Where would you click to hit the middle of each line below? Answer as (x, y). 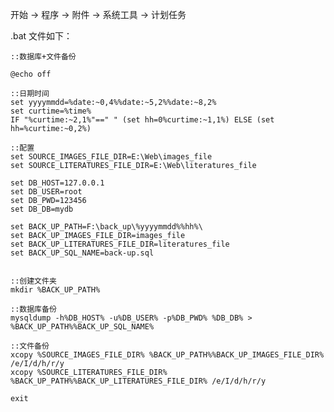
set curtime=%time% (51, 111)
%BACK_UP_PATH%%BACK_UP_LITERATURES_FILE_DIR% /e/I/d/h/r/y (138, 381)
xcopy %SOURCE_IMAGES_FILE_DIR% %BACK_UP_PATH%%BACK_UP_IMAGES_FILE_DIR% (167, 355)
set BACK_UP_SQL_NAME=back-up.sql (82, 253)
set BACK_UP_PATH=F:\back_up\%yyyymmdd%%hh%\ (106, 227)
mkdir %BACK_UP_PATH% (55, 290)
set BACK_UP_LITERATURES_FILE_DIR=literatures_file (120, 244)
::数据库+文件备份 (43, 57)
